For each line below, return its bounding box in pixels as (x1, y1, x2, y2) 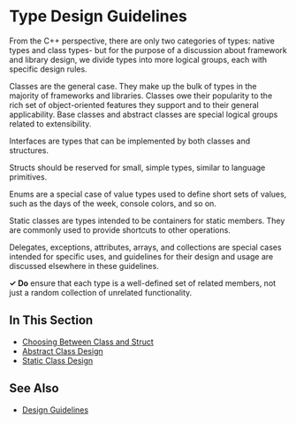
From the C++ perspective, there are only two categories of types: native (9, 35, 276, 46)
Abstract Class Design (21, 345, 103, 356)
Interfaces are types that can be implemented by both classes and (9, 135, 251, 146)
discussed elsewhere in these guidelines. (9, 260, 159, 271)
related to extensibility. (9, 118, 92, 129)
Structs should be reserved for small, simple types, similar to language (9, 162, 266, 173)
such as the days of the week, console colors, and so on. (9, 197, 216, 209)
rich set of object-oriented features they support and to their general (9, 99, 259, 110)
